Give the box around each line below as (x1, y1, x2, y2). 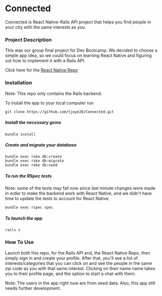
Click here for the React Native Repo (5, 67, 78, 73)
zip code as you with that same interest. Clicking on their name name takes (5, 265, 156, 271)
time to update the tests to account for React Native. (5, 196, 110, 202)
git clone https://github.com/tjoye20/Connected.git (5, 109, 114, 114)
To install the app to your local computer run (5, 100, 94, 106)
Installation (5, 79, 33, 86)
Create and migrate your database (5, 142, 77, 148)
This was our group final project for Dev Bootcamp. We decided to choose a (5, 47, 158, 54)
